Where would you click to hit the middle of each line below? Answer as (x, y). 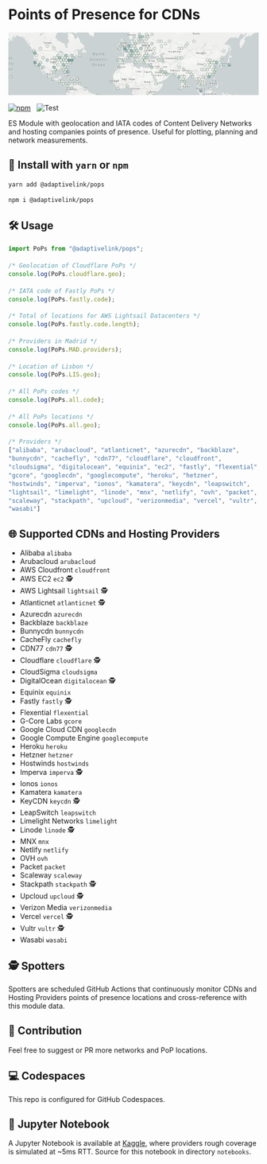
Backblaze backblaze (54, 623)
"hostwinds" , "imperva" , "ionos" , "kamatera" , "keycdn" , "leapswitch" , (129, 484)
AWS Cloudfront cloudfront (65, 570)
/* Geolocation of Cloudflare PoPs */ (72, 266)
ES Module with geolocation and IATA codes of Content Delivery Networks (130, 123)
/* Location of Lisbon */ (51, 366)
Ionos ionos (39, 784)
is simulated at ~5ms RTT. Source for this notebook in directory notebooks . (130, 1152)
